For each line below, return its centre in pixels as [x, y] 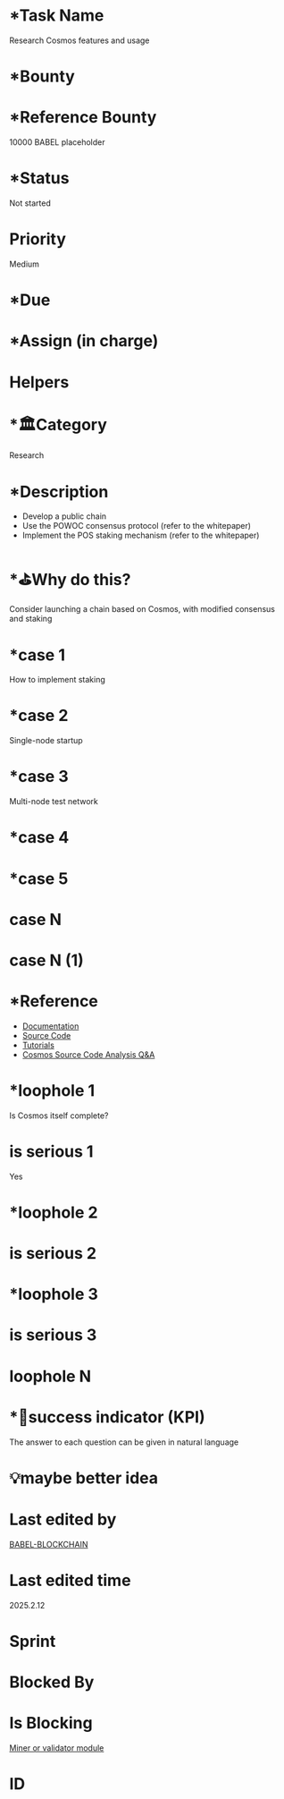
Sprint [33, 1641]
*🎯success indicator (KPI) [107, 1417]
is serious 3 [53, 1335]
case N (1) [47, 960]
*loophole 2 [54, 1212]
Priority [38, 239]
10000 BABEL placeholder [57, 142]
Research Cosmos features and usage [79, 40]
